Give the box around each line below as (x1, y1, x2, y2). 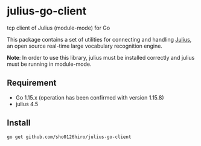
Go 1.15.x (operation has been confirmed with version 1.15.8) (15, 94, 165, 101)
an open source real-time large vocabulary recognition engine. (7, 42, 162, 49)
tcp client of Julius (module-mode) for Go (7, 24, 110, 31)
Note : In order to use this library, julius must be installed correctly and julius (7, 54, 195, 61)
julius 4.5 (15, 100, 39, 107)
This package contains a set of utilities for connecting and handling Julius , (7, 36, 192, 43)
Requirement (7, 78, 57, 88)
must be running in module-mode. (7, 60, 92, 68)
